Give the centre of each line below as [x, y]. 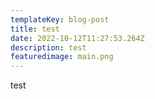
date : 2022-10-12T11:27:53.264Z [77, 38]
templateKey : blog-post [60, 19]
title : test [35, 29]
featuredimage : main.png [62, 57]
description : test [48, 47]
